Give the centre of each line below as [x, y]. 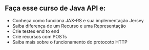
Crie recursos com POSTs [39, 36]
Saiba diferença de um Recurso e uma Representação [69, 26]
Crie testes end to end [36, 31]
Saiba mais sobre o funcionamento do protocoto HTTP [70, 42]
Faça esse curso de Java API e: [55, 8]
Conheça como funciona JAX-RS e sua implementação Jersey [78, 20]
